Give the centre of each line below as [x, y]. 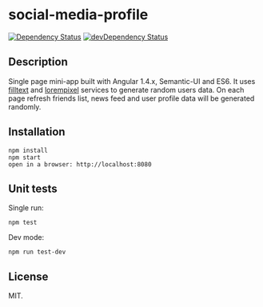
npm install [28, 150]
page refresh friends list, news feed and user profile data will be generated [131, 98]
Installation [37, 132]
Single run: [26, 208]
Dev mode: [26, 237]
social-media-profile [78, 15]
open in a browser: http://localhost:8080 [80, 164]
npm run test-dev [37, 252]
